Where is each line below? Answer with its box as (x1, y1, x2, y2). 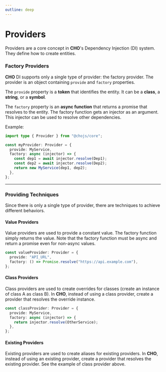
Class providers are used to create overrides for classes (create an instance (5, 286, 160, 292)
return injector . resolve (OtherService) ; (14, 319, 98, 325)
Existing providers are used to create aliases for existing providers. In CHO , (5, 351, 158, 357)
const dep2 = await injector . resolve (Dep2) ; (14, 161, 107, 166)
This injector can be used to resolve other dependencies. (5, 114, 122, 120)
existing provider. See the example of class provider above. (5, 361, 126, 367)
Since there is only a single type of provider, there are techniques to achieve (5, 202, 161, 208)
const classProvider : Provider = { (5, 306, 79, 310)
